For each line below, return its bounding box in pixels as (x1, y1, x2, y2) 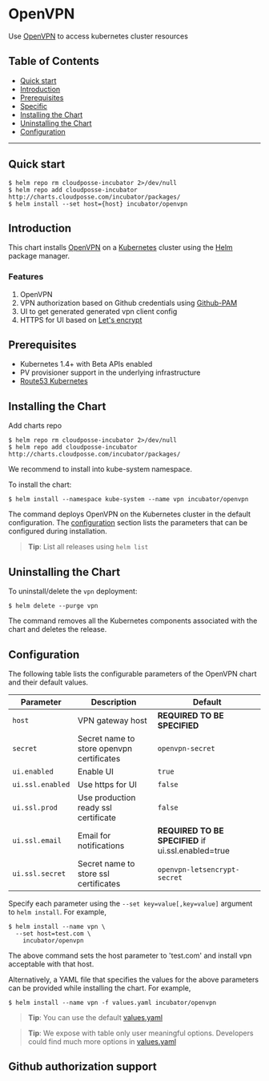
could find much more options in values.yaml (27, 1036, 177, 1046)
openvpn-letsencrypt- (157, 865, 240, 874)
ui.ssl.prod (12, 802, 58, 812)
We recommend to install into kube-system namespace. (8, 464, 193, 474)
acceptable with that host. (8, 958, 94, 969)
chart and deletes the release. (8, 625, 107, 634)
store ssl (77, 868, 110, 879)
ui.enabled (12, 766, 54, 776)
